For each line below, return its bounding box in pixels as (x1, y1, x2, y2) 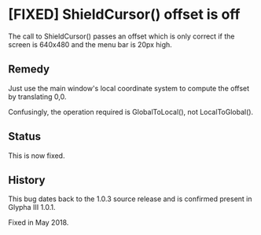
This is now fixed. (8, 151, 65, 160)
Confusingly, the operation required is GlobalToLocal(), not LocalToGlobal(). (8, 107, 254, 116)
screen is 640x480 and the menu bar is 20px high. (8, 39, 173, 49)
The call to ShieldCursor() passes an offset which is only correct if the (8, 31, 235, 41)
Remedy (8, 63, 50, 76)
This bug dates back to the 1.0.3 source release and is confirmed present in (8, 194, 253, 204)
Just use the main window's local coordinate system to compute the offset (8, 83, 250, 93)
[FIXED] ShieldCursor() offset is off (8, 6, 241, 24)
